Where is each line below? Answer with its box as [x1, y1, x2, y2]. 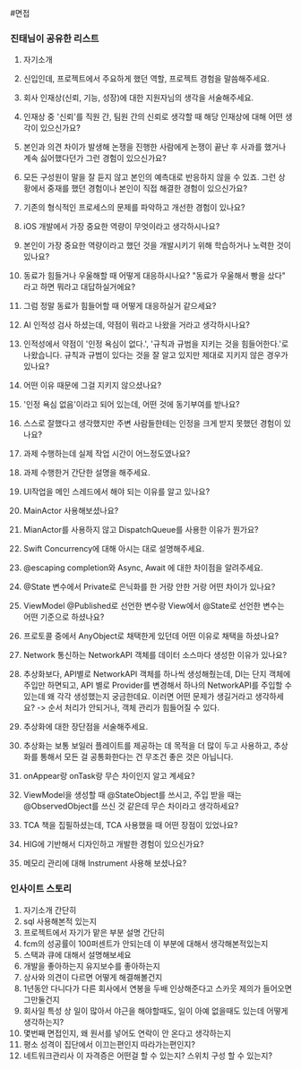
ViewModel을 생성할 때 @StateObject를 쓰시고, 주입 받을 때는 [22, 790, 243, 800]
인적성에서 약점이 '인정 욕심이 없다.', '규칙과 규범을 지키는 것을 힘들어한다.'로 [22, 338, 289, 349]
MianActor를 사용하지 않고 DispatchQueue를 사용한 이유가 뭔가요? [22, 525, 259, 535]
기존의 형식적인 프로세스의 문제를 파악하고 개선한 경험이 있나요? [22, 202, 245, 213]
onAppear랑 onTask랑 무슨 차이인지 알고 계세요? [22, 771, 195, 782]
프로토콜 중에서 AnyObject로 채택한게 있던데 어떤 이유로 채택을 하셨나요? [22, 630, 279, 642]
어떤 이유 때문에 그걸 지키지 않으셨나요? [22, 380, 162, 391]
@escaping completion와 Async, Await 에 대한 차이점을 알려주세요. [22, 562, 263, 573]
